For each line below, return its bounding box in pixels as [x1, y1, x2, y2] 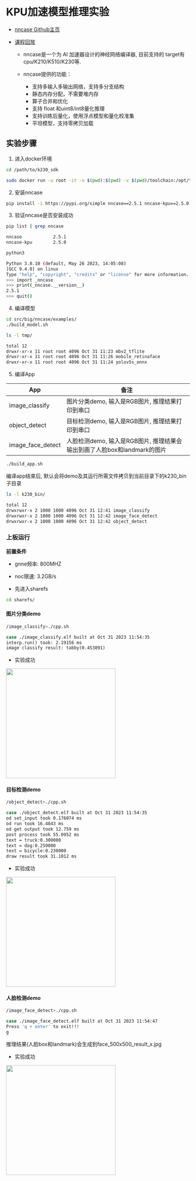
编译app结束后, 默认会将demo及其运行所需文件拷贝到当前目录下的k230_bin [6, 472, 187, 479]
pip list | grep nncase [6, 223, 64, 229]
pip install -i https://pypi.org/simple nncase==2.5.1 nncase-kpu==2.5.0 [6, 200, 190, 206]
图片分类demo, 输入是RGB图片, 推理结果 [66, 397, 177, 406]
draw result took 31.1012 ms [6, 853, 77, 859]
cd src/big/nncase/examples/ [6, 316, 77, 322]
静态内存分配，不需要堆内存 [32, 90, 99, 97]
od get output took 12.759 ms [6, 826, 80, 832]
